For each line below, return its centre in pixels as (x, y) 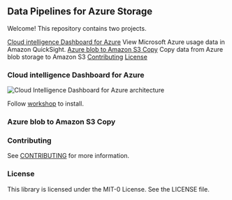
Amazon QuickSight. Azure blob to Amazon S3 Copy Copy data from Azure (115, 49)
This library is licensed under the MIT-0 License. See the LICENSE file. (108, 189)
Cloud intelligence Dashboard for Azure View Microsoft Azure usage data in (116, 42)
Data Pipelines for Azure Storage (80, 12)
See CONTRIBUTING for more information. (68, 156)
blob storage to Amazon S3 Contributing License (78, 57)
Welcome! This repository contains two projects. (77, 28)
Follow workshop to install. (45, 103)
